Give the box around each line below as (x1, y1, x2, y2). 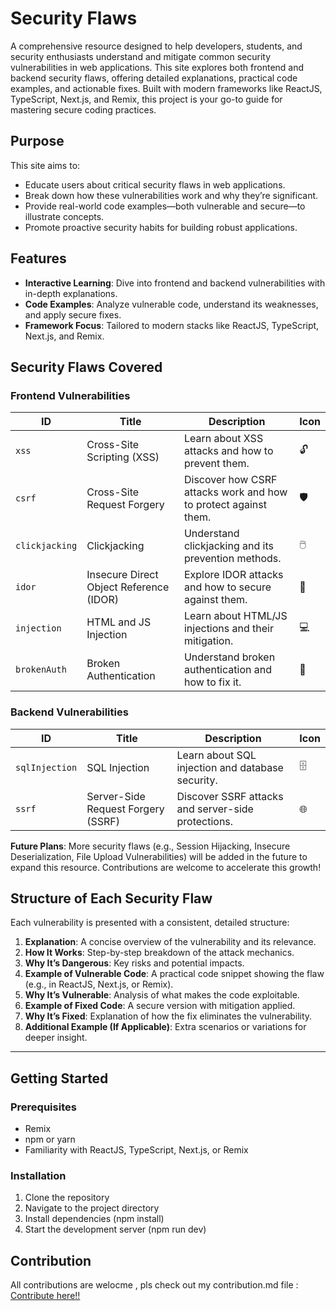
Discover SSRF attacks (176, 789, 284, 803)
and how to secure (183, 580, 272, 594)
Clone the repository (24, 1192, 110, 1204)
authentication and (183, 663, 272, 677)
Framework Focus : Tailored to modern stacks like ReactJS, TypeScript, (24, 319, 320, 331)
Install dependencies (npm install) (24, 1213, 165, 1225)
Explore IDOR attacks (183, 568, 284, 582)
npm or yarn (24, 1133, 76, 1146)
